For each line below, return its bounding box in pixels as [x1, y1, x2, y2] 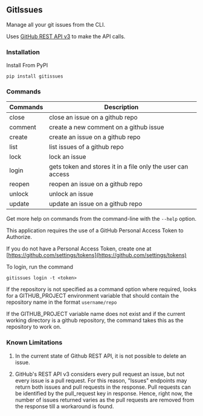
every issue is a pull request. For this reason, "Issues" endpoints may [14, 377, 187, 384]
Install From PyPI [6, 62, 48, 69]
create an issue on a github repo [49, 133, 141, 141]
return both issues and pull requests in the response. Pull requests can [14, 383, 192, 391]
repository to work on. [6, 323, 62, 330]
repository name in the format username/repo [6, 298, 117, 306]
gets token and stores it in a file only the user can [49, 163, 188, 171]
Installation [6, 48, 40, 56]
